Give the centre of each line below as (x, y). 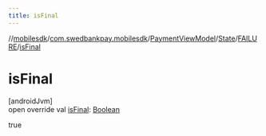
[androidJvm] (31, 101)
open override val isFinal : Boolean (64, 109)
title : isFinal (34, 16)
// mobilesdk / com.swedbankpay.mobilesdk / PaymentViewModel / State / (123, 38)
